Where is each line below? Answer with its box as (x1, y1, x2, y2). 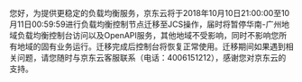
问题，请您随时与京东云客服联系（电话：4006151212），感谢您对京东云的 (16, 53, 287, 62)
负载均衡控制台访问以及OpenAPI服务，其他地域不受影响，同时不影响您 (16, 30, 279, 40)
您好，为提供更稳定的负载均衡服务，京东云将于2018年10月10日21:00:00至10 (9, 8, 290, 18)
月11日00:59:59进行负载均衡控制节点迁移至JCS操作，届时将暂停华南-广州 (9, 19, 282, 29)
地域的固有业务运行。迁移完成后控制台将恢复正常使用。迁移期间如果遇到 (16, 41, 286, 52)
